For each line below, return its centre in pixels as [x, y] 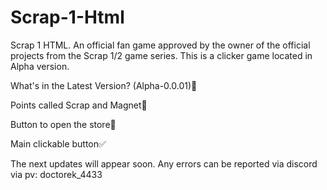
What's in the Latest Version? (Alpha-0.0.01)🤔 [104, 85]
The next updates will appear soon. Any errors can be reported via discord [164, 163]
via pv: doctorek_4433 [56, 174]
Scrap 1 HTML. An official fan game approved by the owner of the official [160, 45]
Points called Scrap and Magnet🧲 [79, 105]
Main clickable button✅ [58, 143]
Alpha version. [40, 66]
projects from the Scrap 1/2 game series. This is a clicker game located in [161, 55]
